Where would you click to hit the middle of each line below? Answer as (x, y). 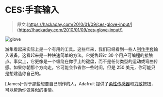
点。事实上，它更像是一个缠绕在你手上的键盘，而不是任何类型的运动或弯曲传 (81, 61)
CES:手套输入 (32, 10)
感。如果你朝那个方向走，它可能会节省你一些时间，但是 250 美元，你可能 (78, 67)
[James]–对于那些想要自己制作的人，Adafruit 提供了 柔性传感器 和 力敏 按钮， (80, 83)
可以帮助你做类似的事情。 (31, 90)
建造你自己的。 (28, 73)
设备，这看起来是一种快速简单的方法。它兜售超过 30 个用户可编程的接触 (81, 55)
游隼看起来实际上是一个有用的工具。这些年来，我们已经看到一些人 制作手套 (79, 49)
